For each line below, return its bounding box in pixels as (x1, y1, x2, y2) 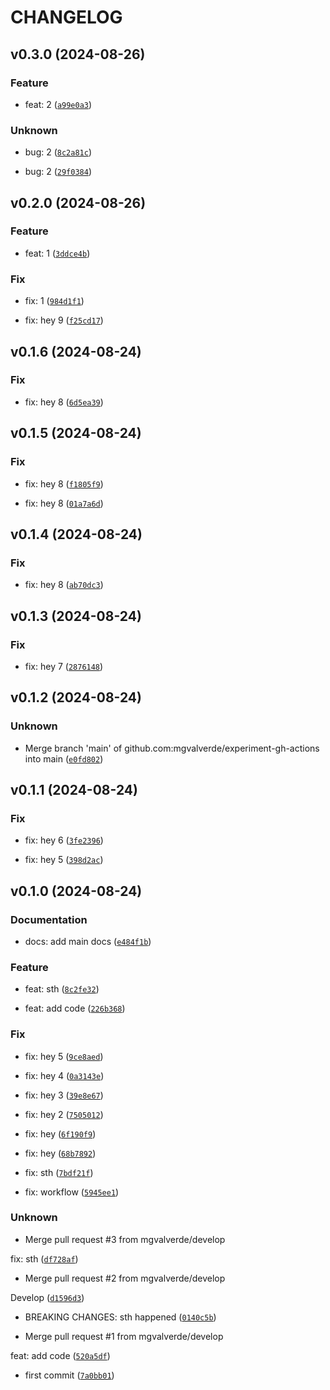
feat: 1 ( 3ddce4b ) (24, 247, 91, 259)
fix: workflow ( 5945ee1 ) (24, 1186, 120, 1198)
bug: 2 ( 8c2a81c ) (24, 146, 93, 158)
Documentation (10, 912, 88, 926)
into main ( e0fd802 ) (24, 752, 104, 765)
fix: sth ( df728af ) (10, 1252, 79, 1265)
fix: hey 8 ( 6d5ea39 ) (24, 396, 104, 408)
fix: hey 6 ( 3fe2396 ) (24, 834, 104, 846)
